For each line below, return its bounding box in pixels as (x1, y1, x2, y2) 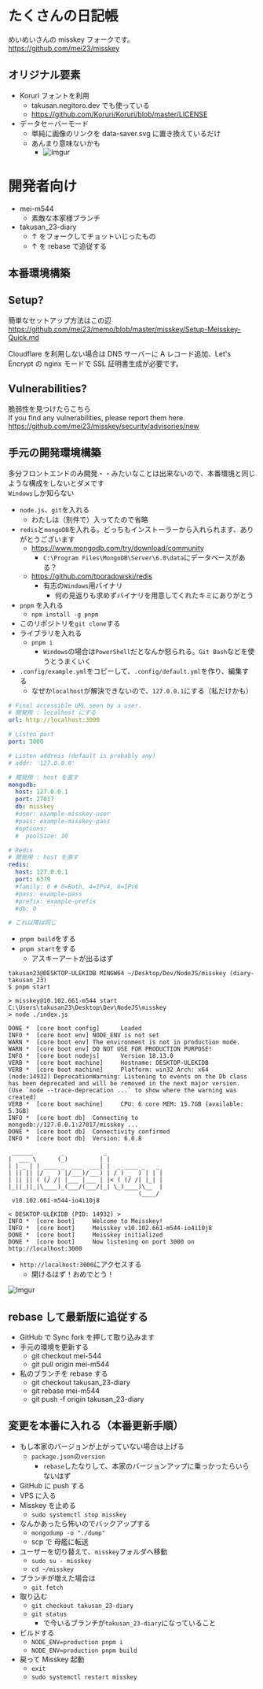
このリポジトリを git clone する (19, 619, 121, 628)
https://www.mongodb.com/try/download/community (31, 543, 204, 553)
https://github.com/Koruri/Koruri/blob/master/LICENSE (31, 109, 208, 119)
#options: (15, 824, 47, 833)
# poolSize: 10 (15, 832, 68, 840)
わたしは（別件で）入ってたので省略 (31, 515, 148, 524)
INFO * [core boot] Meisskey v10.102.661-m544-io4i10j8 (8, 1225, 213, 1233)
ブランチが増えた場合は (19, 1573, 96, 1583)
